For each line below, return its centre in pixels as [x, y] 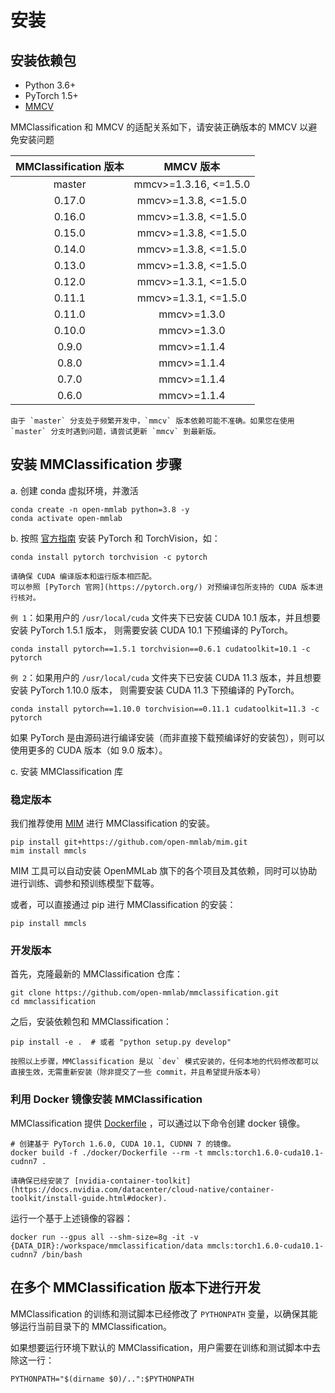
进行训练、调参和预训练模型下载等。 [85, 883]
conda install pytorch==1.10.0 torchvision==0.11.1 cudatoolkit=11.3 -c [165, 709]
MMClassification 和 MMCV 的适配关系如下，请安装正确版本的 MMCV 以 [159, 127]
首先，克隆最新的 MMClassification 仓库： [97, 974]
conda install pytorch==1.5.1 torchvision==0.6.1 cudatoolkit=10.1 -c [160, 649]
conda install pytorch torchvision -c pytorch [109, 557]
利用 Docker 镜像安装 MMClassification [106, 1099]
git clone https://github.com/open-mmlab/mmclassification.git [145, 993]
